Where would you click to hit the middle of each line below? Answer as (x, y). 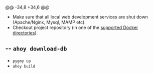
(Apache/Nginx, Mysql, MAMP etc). (49, 22)
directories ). (25, 33)
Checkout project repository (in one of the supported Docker (75, 27)
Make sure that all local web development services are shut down (80, 17)
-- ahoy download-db (36, 49)
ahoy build (24, 66)
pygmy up (22, 61)
